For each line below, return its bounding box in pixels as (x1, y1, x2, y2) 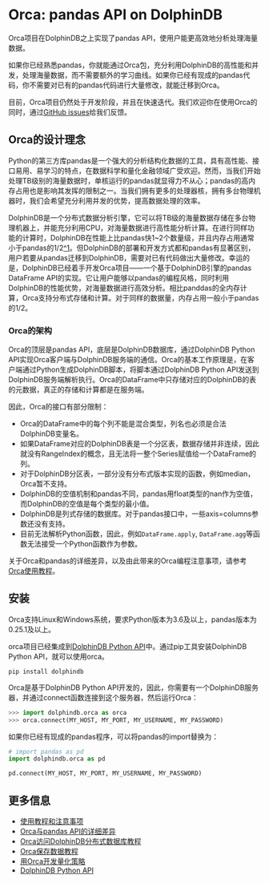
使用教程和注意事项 (19, 816, 84, 826)
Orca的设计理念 (8, 133, 86, 147)
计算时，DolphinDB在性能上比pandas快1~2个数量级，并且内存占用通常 (22, 232, 255, 242)
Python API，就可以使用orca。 (8, 651, 110, 661)
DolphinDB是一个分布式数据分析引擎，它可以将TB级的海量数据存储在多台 (8, 212, 249, 222)
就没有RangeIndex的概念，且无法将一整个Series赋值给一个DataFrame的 (19, 449, 257, 458)
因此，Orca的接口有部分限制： (8, 402, 109, 412)
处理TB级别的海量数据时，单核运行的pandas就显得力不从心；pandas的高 (8, 175, 249, 185)
